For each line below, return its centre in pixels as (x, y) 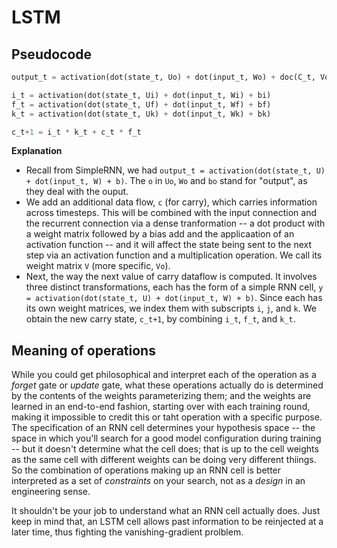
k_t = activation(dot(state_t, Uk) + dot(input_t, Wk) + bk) (141, 114)
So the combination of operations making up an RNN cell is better (146, 470)
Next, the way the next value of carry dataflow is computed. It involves (171, 277)
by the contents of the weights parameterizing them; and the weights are (161, 396)
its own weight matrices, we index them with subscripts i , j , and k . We (171, 308)
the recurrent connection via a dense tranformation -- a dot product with (175, 223)
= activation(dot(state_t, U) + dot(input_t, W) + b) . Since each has (174, 298)
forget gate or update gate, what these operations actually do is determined (167, 385)
